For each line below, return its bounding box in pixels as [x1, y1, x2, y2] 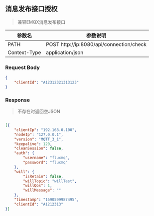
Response [5, 96, 30, 103]
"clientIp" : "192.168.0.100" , [14, 127, 77, 132]
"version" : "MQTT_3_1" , [14, 136, 64, 141]
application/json [45, 49, 84, 56]
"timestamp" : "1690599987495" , [14, 197, 79, 202]
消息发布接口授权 [5, 4, 58, 13]
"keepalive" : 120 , [14, 141, 52, 146]
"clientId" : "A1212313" [14, 201, 64, 206]
